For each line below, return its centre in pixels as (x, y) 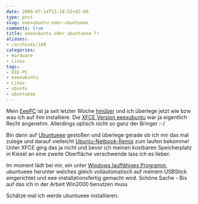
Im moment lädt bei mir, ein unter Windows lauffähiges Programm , (87, 165)
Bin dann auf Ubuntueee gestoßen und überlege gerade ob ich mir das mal (98, 135)
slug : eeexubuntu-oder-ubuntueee (47, 22)
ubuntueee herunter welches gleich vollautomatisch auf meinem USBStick (97, 171)
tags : (13, 67)
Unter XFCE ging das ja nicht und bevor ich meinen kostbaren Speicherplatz (99, 147)
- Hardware (20, 56)
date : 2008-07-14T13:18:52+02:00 (47, 12)
